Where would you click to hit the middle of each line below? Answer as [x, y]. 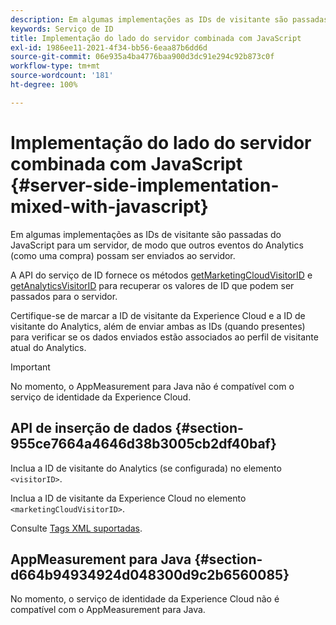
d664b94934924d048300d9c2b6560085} [150, 574]
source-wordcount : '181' [62, 76]
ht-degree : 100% [44, 85]
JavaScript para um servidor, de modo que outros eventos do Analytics [157, 245]
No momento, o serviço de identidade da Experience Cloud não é [145, 599]
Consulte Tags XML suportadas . [76, 528]
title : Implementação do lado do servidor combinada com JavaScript [156, 38]
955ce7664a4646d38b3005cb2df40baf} [143, 444]
